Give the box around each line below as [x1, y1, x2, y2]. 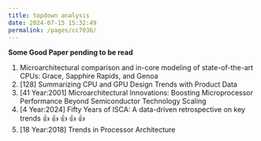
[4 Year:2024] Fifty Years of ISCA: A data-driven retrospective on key [19, 105, 246, 114]
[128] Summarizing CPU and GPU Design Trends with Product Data [19, 80, 238, 89]
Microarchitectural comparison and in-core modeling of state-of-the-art [19, 63, 254, 72]
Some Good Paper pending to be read [8, 48, 133, 58]
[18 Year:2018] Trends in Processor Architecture [19, 125, 176, 135]
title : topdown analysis [8, 11, 90, 20]
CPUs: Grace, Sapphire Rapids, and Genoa [19, 72, 158, 81]
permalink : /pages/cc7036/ [8, 26, 97, 34]
